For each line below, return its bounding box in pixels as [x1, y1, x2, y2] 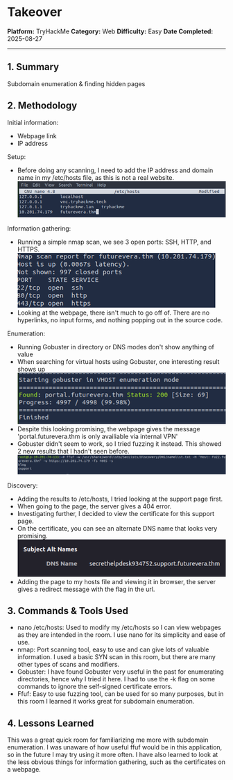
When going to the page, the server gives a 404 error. [17, 501, 172, 511]
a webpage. [7, 765, 42, 774]
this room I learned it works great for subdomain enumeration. [17, 697, 195, 706]
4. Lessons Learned [7, 717, 94, 729]
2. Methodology [7, 100, 78, 112]
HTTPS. [17, 245, 40, 254]
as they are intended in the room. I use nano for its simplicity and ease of [17, 631, 225, 639]
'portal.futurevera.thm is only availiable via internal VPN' [17, 432, 178, 440]
